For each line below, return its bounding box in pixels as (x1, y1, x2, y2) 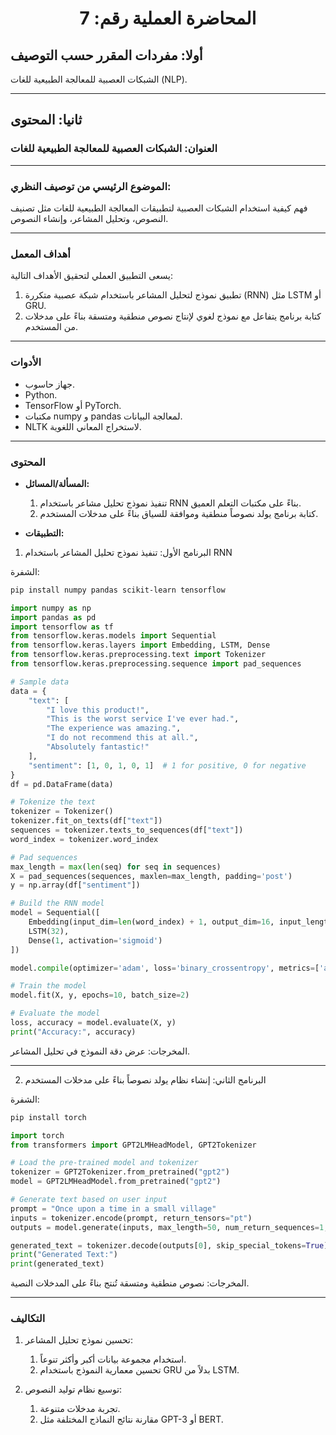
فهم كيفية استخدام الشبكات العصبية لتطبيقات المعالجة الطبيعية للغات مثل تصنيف (10, 202, 308, 214)
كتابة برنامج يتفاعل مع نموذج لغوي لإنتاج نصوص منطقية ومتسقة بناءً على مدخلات (24, 310, 322, 322)
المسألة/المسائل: (24, 477, 90, 489)
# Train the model (10, 981, 87, 991)
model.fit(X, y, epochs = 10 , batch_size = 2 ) (10, 990, 190, 1001)
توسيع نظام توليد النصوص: (24, 1383, 123, 1396)
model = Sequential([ (10, 908, 101, 918)
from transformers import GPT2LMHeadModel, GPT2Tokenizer (10, 1140, 257, 1150)
